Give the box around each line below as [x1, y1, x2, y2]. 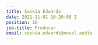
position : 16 [6, 19, 38, 25]
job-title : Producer [6, 25, 57, 31]
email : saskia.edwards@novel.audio [6, 30, 93, 36]
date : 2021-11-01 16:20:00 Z [6, 14, 77, 20]
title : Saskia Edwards [6, 8, 61, 15]
